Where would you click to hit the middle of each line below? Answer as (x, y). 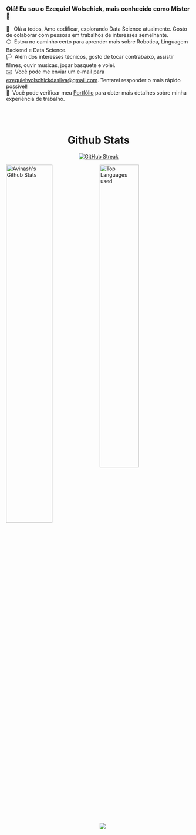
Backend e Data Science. (36, 50)
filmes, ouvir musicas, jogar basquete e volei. (61, 65)
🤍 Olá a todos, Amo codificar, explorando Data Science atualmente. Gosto (97, 29)
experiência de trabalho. (36, 99)
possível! (17, 86)
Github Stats (99, 140)
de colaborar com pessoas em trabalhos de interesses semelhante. (87, 35)
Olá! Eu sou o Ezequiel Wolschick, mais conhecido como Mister (98, 9)
